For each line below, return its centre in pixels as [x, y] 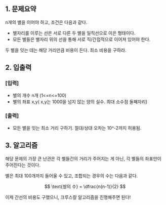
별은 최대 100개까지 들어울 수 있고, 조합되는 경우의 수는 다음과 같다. [72, 176]
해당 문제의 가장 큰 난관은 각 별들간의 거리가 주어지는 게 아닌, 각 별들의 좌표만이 [84, 158]
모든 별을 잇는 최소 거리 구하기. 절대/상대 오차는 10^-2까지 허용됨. [77, 128]
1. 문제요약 [21, 9]
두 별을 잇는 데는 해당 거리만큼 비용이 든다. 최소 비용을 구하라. [66, 50]
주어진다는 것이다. [23, 165]
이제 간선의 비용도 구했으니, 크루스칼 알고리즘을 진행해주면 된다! [68, 197]
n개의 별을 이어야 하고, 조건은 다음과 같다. [46, 22]
